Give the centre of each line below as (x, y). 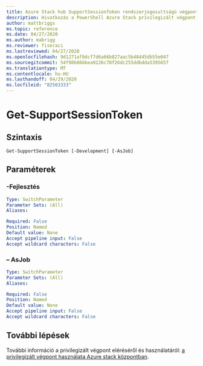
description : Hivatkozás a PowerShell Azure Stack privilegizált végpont (101, 18)
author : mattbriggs (31, 23)
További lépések (38, 335)
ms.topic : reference (32, 29)
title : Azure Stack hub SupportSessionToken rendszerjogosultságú (92, 12)
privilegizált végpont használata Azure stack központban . (78, 356)
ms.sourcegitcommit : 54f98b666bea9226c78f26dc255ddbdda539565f (88, 62)
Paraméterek (31, 170)
